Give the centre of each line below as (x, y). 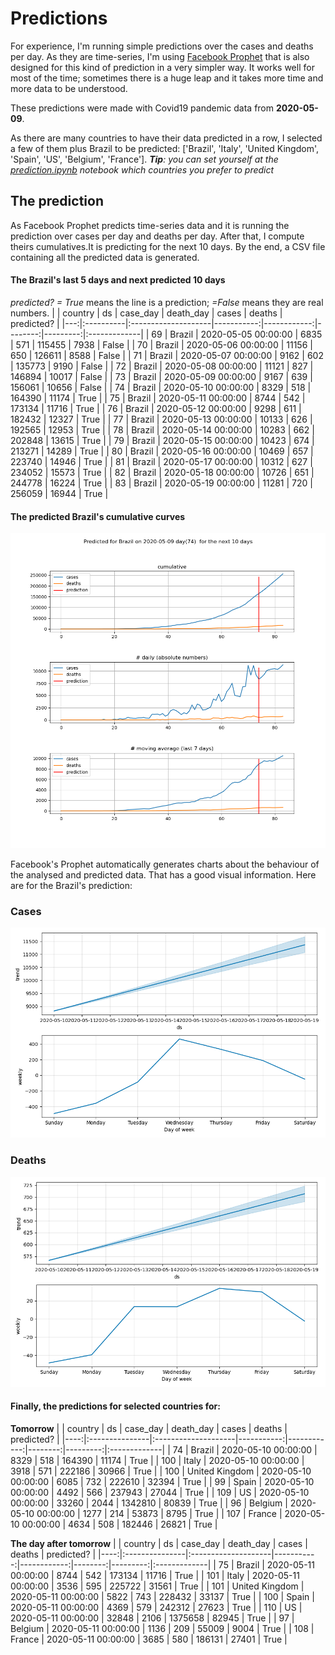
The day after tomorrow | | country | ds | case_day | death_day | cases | (159, 1543)
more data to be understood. (69, 88)
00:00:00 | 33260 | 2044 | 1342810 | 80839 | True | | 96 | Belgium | (149, 1503)
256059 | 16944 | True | (59, 493)
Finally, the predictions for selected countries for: (115, 1406)
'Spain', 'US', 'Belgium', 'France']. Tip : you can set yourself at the (144, 159)
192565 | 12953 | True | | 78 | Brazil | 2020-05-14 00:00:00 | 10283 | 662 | (162, 429)
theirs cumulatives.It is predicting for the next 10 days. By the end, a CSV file (168, 246)
